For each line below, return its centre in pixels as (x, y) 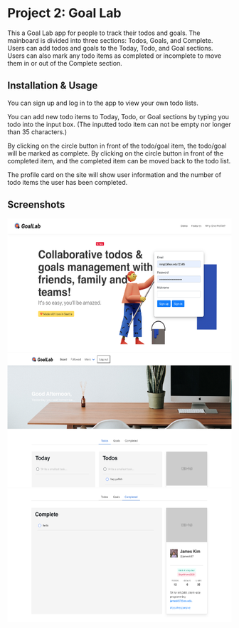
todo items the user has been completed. (68, 182)
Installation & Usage (53, 86)
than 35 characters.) (37, 132)
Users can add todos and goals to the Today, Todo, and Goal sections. (110, 48)
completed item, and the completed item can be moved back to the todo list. (119, 161)
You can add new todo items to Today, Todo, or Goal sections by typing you (118, 116)
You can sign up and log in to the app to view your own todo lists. (103, 103)
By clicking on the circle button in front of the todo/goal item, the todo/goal (117, 146)
